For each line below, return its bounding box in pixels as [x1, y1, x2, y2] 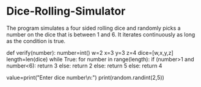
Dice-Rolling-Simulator [6, 4, 126, 18]
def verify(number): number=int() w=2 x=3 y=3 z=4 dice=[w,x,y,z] [6, 49, 174, 56]
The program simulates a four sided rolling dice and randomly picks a [6, 24, 181, 32]
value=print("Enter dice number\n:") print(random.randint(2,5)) [6, 74, 165, 81]
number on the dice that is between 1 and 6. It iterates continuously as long [6, 30, 196, 38]
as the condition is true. [6, 37, 66, 44]
